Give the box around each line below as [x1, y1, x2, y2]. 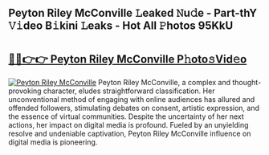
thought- [232, 78, 262, 87]
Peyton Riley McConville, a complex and [97, 78, 231, 87]
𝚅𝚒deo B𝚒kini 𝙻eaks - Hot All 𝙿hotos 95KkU [8, 19, 234, 33]
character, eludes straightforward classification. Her [43, 86, 215, 96]
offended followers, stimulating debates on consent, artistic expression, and [8, 104, 259, 112]
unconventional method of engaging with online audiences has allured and [8, 95, 255, 104]
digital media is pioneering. [8, 137, 98, 147]
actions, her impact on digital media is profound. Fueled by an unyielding [8, 120, 249, 129]
